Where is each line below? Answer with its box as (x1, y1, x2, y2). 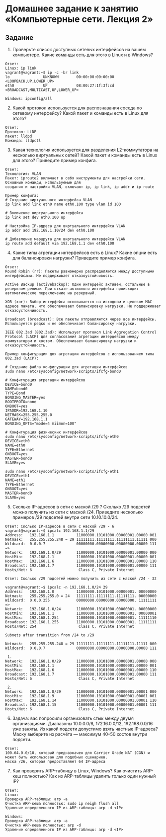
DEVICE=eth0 (5, 438, 30, 443)
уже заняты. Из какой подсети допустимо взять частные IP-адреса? (12, 726, 158, 732)
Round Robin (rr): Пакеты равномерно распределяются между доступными (5, 269, 155, 274)
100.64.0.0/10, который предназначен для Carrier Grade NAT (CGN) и (5, 751, 150, 755)
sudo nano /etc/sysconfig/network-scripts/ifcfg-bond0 (5, 369, 121, 374)
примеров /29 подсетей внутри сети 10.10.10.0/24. (12, 514, 118, 520)
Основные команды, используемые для (5, 180, 81, 185)
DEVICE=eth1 (5, 473, 30, 478)
